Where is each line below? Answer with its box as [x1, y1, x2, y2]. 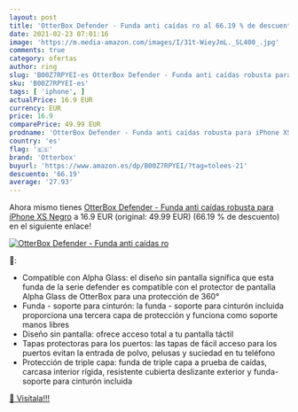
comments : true [9, 46, 66, 55]
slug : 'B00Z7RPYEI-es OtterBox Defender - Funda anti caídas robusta [9, 71, 272, 80]
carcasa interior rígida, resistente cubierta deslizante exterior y [21, 367, 252, 377]
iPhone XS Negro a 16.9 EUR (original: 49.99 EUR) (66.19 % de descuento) [9, 212, 280, 222]
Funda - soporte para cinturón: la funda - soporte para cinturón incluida [21, 300, 284, 311]
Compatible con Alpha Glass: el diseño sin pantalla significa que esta [21, 272, 275, 284]
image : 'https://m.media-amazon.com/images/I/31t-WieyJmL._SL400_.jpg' [9, 37, 279, 47]
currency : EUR [9, 104, 62, 113]
